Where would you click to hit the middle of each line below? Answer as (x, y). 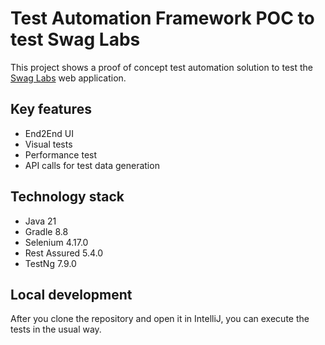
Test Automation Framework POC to (162, 18)
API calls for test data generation (92, 165)
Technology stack (67, 197)
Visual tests (48, 144)
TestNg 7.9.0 (50, 263)
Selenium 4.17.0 (56, 242)
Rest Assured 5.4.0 (64, 253)
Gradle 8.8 (46, 231)
